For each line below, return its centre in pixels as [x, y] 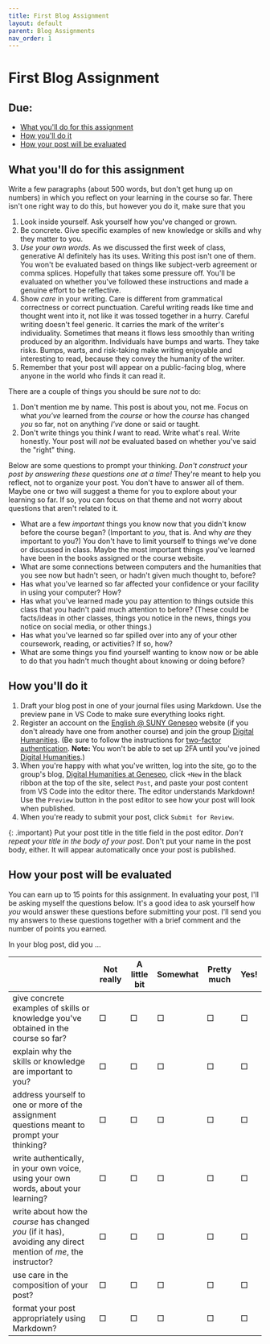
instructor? [33, 1262]
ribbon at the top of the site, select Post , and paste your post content [134, 782]
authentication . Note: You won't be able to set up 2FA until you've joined [140, 748]
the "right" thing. [48, 450]
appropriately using [49, 1318]
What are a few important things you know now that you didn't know [133, 524]
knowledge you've [47, 1018]
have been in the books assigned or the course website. [113, 558]
